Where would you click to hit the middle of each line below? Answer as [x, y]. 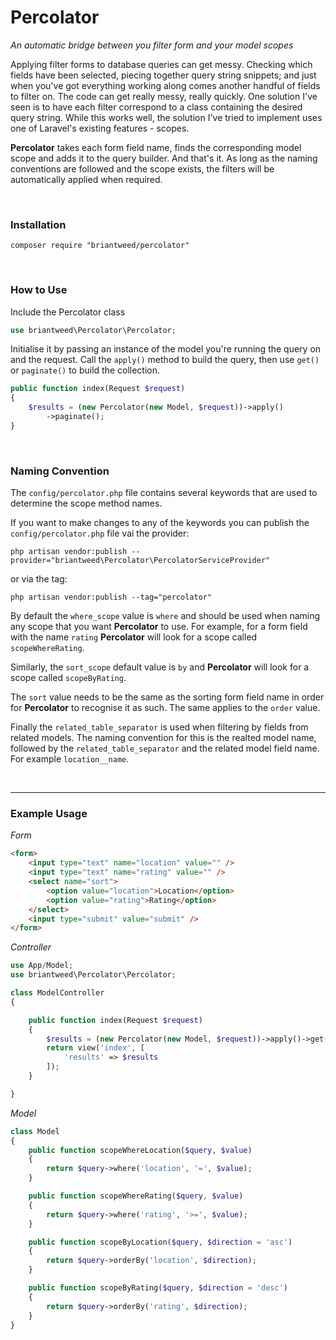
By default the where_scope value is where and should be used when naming [165, 616]
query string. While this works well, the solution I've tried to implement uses [166, 117]
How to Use [39, 290]
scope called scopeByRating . [68, 678]
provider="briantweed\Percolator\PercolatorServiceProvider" [140, 561]
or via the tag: [39, 579]
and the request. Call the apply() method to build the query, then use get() [165, 360]
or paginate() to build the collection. [85, 370]
